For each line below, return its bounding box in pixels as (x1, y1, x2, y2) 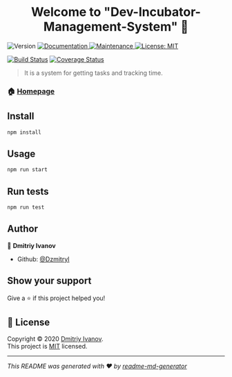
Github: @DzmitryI (17, 254, 70, 263)
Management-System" (43, 19, 178, 35)
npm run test (7, 204, 45, 211)
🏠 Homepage (7, 86, 55, 96)
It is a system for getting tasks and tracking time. (23, 69, 164, 77)
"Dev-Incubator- (103, 4, 202, 20)
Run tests (7, 185, 49, 198)
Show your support (7, 275, 92, 287)
